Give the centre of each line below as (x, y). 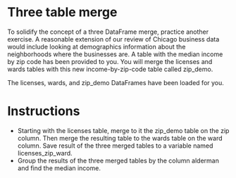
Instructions (44, 112)
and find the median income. (59, 168)
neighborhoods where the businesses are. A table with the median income (115, 54)
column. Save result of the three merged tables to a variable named (115, 146)
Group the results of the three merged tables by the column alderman (118, 160)
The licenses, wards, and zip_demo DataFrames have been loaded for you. (116, 82)
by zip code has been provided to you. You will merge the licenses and (110, 61)
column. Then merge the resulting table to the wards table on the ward (120, 138)
